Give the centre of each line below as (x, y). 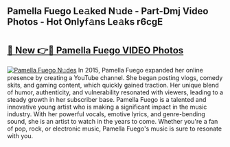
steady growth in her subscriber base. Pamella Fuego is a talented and (107, 99)
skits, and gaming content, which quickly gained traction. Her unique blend (113, 85)
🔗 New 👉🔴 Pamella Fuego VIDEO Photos (95, 50)
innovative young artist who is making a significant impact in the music (107, 107)
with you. (20, 136)
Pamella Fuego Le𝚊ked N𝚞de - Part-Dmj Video (108, 11)
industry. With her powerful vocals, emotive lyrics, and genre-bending (106, 114)
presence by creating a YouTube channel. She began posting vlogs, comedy (115, 78)
